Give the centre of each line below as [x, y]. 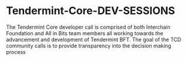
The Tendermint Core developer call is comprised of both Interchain [88, 27]
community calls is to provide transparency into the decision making [89, 46]
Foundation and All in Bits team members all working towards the [85, 33]
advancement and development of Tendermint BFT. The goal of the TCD [93, 39]
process [16, 52]
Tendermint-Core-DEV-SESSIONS [91, 11]
